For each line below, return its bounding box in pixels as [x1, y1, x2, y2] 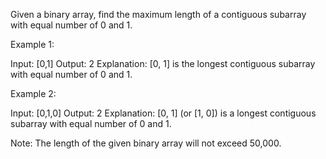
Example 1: [10, 39, 55, 50]
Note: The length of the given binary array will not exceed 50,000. [10, 137, 282, 149]
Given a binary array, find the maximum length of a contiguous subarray [10, 9, 307, 20]
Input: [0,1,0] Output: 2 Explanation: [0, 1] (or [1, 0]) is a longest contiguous [10, 107, 317, 119]
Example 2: [10, 88, 57, 99]
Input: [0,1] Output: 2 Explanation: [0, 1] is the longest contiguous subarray [10, 58, 316, 69]
